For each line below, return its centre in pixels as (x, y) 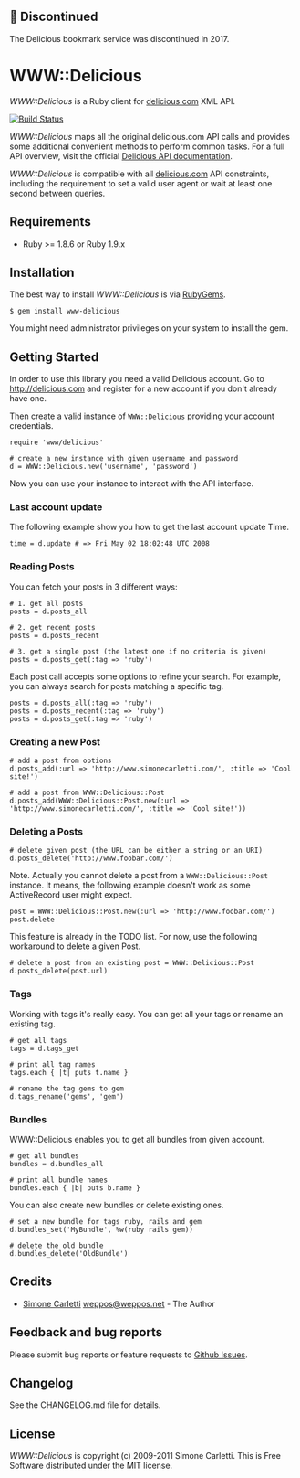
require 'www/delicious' (57, 443)
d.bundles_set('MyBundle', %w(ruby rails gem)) (102, 1229)
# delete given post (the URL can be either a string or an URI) (136, 851)
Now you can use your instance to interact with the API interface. (132, 484)
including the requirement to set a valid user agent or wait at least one (141, 183)
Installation (42, 272)
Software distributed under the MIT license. (91, 1466)
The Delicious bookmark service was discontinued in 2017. (119, 38)
